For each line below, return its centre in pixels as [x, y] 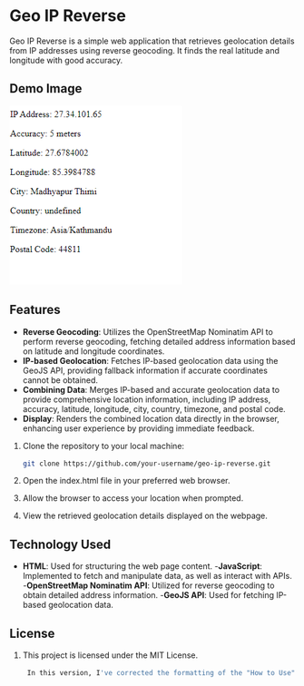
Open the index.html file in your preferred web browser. [126, 481]
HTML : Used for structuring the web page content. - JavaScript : [142, 566]
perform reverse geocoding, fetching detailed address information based [159, 341]
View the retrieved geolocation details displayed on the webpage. [145, 516]
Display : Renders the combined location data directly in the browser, [151, 418]
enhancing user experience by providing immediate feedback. [138, 428]
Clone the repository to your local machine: [103, 446]
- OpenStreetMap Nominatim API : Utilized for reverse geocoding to [148, 585]
